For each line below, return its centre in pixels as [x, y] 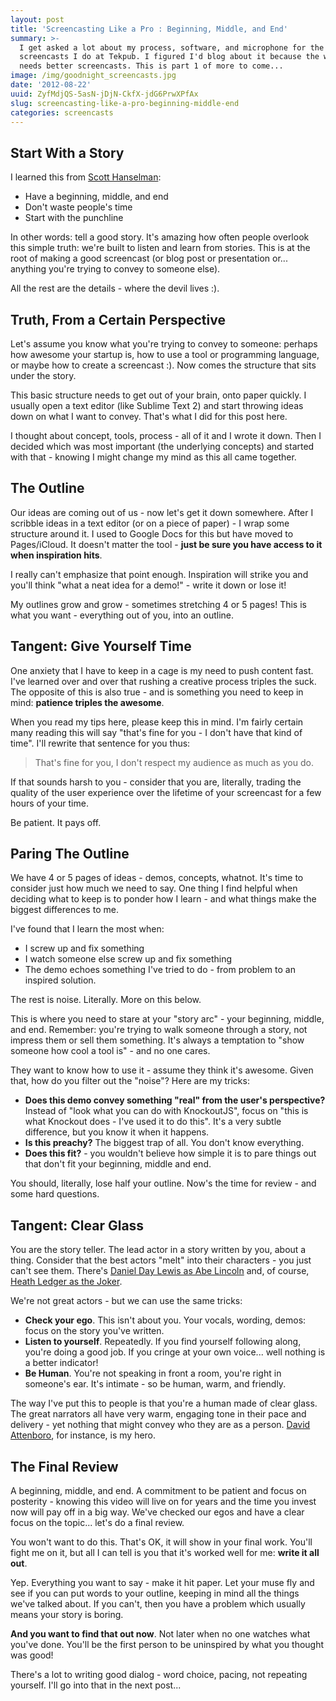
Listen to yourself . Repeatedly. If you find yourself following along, [163, 1342]
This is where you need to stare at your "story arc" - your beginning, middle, [167, 1019]
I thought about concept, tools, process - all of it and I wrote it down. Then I [166, 435]
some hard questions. [55, 1194]
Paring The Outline [70, 854]
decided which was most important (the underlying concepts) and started [162, 446]
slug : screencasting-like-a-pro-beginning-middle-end [125, 103]
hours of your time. [49, 803]
